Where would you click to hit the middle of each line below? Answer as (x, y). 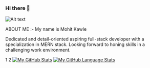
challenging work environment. (38, 50)
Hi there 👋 (18, 8)
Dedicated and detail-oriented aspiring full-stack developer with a (75, 39)
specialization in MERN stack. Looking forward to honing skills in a (75, 44)
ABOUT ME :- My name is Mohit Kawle (46, 29)
